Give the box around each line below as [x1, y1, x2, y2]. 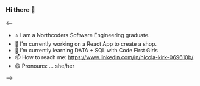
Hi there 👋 [5, 5, 36, 14]
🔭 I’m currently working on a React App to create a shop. [14, 40, 157, 48]
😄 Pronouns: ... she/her [14, 62, 74, 70]
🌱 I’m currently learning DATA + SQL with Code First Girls [14, 47, 158, 54]
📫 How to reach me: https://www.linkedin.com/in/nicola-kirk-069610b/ [14, 54, 194, 61]
